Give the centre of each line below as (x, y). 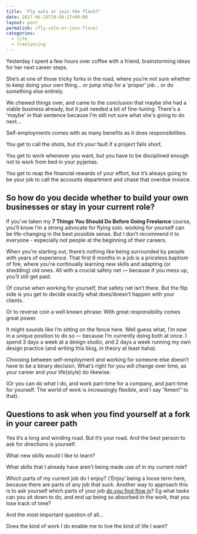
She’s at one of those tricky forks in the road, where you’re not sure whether (98, 79)
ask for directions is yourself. (41, 444)
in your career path (42, 424)
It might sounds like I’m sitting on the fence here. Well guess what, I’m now (96, 329)
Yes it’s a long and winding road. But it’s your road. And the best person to (96, 438)
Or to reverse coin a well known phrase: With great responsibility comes (93, 312)
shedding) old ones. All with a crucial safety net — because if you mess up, (97, 270)
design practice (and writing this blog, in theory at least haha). (81, 348)
